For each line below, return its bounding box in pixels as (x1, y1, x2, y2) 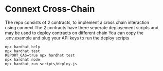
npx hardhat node (5, 57, 40, 62)
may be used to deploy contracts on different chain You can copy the (5, 30, 144, 35)
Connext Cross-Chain (5, 3, 95, 15)
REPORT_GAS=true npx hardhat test (5, 53, 75, 58)
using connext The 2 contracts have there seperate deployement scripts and (5, 24, 159, 30)
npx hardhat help (5, 44, 40, 49)
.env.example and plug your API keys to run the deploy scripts (5, 35, 129, 41)
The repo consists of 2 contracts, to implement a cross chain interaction (5, 19, 149, 25)
